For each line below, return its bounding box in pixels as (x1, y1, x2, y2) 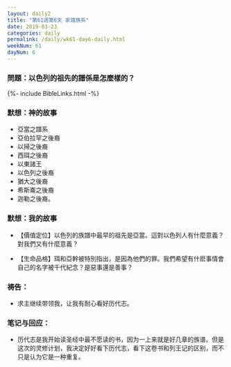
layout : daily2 (7, 10, 51, 17)
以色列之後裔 (17, 168, 54, 177)
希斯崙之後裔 (17, 186, 54, 195)
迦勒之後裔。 (17, 195, 54, 203)
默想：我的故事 (7, 213, 58, 223)
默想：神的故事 (7, 108, 58, 118)
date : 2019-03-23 (7, 23, 58, 30)
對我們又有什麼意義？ (17, 239, 78, 247)
